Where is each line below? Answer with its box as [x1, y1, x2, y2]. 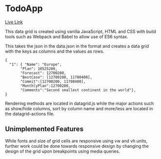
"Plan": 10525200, [20, 66, 57, 71]
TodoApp [5, 3, 43, 14]
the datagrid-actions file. [5, 111, 55, 117]
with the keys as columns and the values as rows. [5, 48, 105, 54]
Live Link [5, 19, 23, 25]
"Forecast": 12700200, [20, 70, 67, 76]
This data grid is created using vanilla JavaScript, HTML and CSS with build [5, 28, 157, 34]
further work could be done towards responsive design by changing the [5, 143, 149, 149]
